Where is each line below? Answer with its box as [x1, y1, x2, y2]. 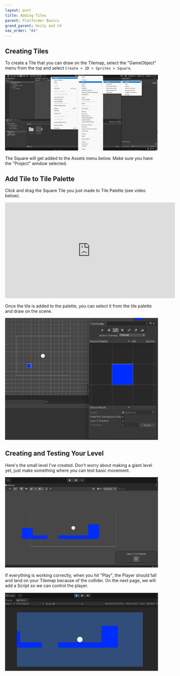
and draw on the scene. [5, 308, 52, 314]
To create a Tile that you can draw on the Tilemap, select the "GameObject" [5, 60, 157, 66]
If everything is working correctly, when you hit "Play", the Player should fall [5, 572, 157, 578]
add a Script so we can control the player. [5, 583, 88, 588]
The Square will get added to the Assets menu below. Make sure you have [5, 156, 153, 161]
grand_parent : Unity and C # [5, 23, 62, 28]
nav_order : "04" [5, 28, 38, 34]
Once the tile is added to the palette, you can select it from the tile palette [5, 303, 152, 309]
